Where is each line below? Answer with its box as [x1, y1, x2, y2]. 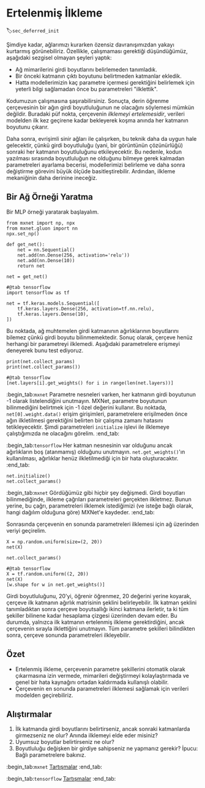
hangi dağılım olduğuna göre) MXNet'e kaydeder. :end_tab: [6, 508, 155, 516]
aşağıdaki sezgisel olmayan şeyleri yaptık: [6, 54, 112, 61]
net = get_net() [6, 273, 48, 280]
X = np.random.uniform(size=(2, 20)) [6, 539, 103, 545]
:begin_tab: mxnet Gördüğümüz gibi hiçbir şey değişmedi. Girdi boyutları [6, 489, 185, 496]
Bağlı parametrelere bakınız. [15, 751, 86, 759]
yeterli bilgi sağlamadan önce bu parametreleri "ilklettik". [15, 85, 158, 92]
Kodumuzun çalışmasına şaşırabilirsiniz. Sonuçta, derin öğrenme [6, 97, 170, 104]
